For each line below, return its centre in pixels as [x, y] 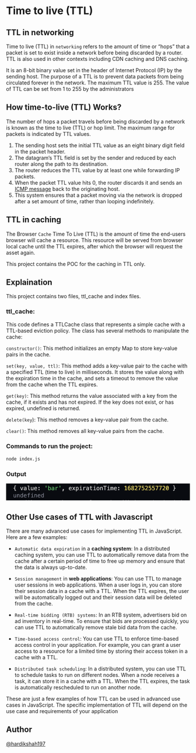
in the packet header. [40, 151]
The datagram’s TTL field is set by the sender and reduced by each [95, 158]
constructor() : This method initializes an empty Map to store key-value [92, 348]
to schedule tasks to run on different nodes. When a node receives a [97, 674]
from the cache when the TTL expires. [52, 384]
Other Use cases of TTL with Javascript [79, 517]
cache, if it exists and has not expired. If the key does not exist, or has [90, 402]
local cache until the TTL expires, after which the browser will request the [94, 246]
